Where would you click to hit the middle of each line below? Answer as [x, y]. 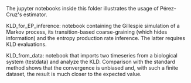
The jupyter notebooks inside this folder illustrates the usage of [83, 8]
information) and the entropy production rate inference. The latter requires [96, 38]
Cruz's [14, 15]
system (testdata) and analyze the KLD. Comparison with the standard [91, 62]
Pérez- [168, 8]
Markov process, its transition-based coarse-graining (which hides [87, 32]
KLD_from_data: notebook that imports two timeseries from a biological [92, 55]
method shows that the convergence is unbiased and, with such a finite [92, 68]
